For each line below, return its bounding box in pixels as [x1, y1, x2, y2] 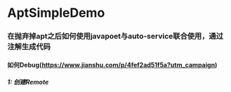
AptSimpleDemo [7, 5, 105, 21]
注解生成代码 [7, 42, 51, 52]
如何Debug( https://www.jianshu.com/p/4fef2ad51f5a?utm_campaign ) [7, 60, 218, 69]
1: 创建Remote [7, 78, 49, 86]
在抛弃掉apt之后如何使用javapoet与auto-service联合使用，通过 [7, 32, 223, 41]
